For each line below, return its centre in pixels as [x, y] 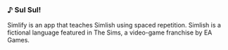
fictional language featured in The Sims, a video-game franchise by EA [110, 32]
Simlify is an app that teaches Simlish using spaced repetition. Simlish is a [114, 25]
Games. [19, 40]
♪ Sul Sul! [24, 10]
